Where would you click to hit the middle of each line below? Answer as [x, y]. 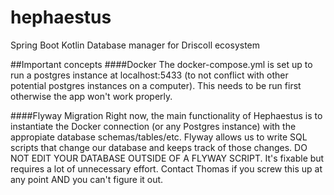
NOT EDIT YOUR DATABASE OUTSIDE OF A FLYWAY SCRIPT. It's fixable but [167, 158]
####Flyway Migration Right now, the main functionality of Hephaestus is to [166, 115]
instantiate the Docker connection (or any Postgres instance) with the [153, 126]
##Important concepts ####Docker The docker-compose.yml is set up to [161, 64]
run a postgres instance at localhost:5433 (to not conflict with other [149, 75]
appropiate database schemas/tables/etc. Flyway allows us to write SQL [159, 137]
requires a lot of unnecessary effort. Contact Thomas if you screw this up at [166, 168]
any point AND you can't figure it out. [87, 179]
